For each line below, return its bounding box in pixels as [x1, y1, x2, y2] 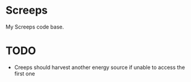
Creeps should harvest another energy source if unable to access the [14, 64, 186, 71]
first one [14, 70, 35, 77]
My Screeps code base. [5, 23, 64, 30]
